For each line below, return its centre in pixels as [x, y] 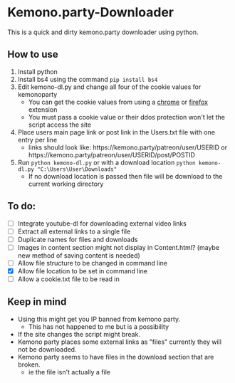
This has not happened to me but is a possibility [99, 326]
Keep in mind [37, 302]
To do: [22, 206]
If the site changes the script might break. [79, 334]
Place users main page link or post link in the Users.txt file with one [116, 132]
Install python [38, 71]
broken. [29, 364]
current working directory [66, 184]
